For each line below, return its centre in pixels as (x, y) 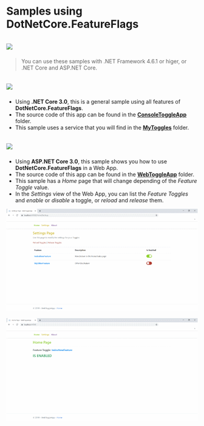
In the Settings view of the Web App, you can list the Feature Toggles (101, 194)
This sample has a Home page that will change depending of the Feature (106, 180)
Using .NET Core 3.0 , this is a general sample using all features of (98, 101)
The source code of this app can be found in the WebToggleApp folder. (105, 174)
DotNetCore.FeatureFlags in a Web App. (66, 168)
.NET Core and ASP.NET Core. (59, 68)
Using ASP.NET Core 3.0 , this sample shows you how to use (91, 161)
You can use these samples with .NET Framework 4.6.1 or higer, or (104, 61)
